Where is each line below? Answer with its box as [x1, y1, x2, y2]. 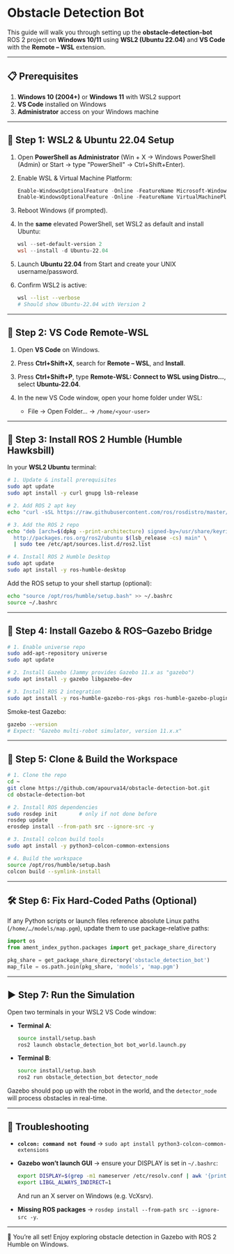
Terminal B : [17, 1053, 52, 1063]
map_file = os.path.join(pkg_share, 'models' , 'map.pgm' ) [7, 963, 179, 970]
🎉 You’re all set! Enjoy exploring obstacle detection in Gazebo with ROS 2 [7, 1232, 217, 1241]
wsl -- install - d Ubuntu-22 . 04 [17, 247, 109, 254]
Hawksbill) [7, 445, 55, 457]
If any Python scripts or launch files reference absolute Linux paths [7, 917, 200, 925]
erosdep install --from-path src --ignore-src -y [7, 823, 155, 831]
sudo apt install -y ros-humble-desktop [7, 567, 127, 574]
